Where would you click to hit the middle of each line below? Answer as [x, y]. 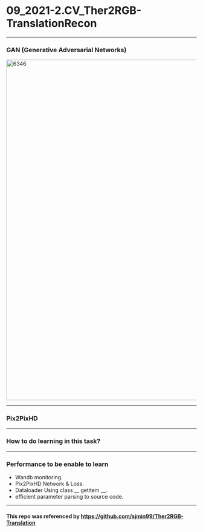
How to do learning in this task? [53, 441]
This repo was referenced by [43, 516]
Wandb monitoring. [39, 477]
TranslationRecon [52, 23]
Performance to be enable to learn [57, 464]
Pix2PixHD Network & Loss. [50, 484]
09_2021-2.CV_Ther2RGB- [74, 11]
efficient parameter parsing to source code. [69, 497]
